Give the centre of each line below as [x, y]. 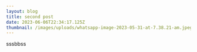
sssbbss [16, 44]
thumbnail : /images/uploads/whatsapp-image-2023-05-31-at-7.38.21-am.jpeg [99, 27]
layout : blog [22, 11]
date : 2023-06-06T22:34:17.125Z [45, 22]
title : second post [30, 17]
